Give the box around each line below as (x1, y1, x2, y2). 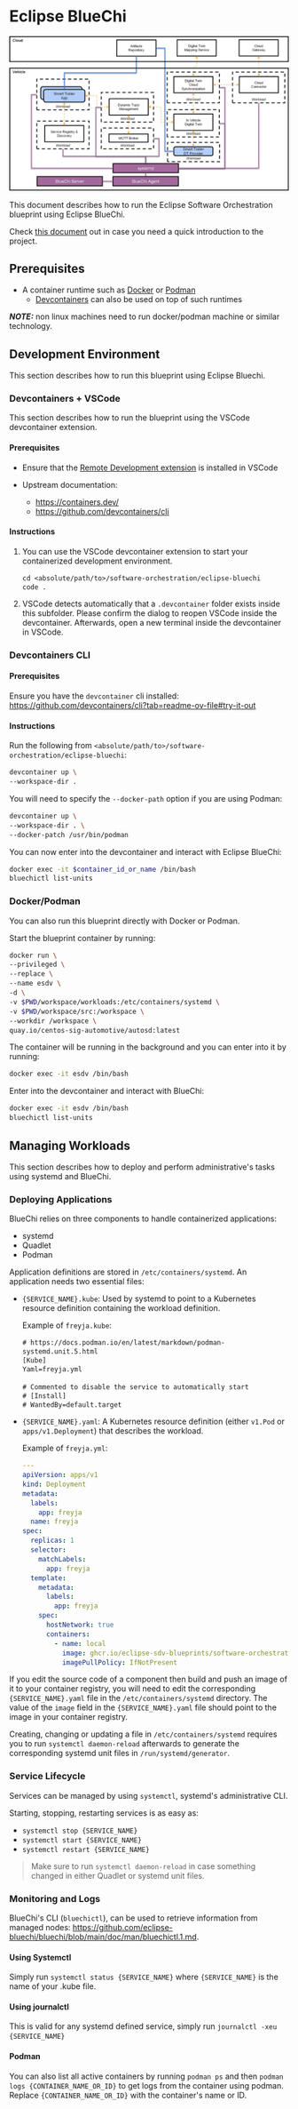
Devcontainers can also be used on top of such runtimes (35, 294, 242, 305)
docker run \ (9, 951, 58, 960)
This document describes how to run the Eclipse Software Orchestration (9, 199, 273, 210)
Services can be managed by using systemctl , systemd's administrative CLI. (9, 1790, 288, 1801)
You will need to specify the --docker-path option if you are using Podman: (9, 793, 283, 803)
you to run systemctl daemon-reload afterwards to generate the (9, 1738, 239, 1749)
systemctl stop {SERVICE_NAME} (21, 1826, 138, 1835)
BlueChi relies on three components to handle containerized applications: (9, 1213, 278, 1224)
